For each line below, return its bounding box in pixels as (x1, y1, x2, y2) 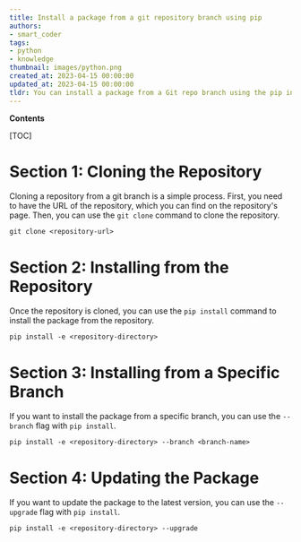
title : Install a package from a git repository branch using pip (9, 13, 262, 22)
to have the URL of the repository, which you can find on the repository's (9, 201, 279, 211)
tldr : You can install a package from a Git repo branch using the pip (9, 88, 282, 97)
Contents (9, 113, 45, 124)
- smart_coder (9, 30, 63, 39)
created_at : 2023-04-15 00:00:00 (9, 72, 134, 81)
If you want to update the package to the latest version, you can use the (9, 497, 275, 508)
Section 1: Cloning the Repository (9, 161, 262, 182)
